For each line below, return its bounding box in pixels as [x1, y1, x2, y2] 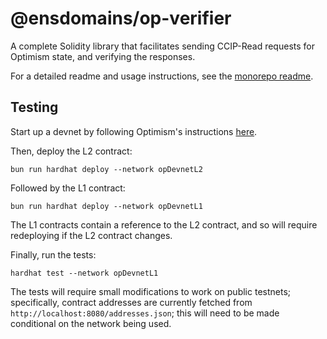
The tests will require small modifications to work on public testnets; [10, 285, 292, 297]
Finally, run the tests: [10, 248, 97, 261]
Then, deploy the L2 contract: [10, 145, 133, 157]
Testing [10, 99, 59, 116]
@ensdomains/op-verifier [10, 7, 232, 30]
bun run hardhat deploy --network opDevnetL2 [10, 164, 203, 174]
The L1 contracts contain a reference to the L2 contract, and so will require [10, 218, 318, 231]
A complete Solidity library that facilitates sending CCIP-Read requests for [10, 40, 315, 52]
